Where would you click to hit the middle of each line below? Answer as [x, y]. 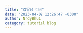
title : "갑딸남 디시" [25, 9]
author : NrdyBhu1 [23, 18]
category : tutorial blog [31, 23]
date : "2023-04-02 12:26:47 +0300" [42, 14]
